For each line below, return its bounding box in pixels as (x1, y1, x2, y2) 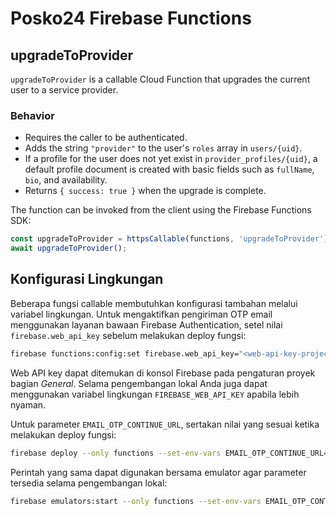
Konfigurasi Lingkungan (10, 271, 164, 288)
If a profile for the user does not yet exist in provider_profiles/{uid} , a (24, 153, 318, 165)
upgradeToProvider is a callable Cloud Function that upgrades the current (10, 73, 311, 85)
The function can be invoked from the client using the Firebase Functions (10, 204, 312, 216)
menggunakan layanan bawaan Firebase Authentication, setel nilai (10, 318, 283, 331)
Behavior (10, 108, 55, 122)
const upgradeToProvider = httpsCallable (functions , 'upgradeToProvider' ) (10, 234, 329, 244)
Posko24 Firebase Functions (10, 7, 252, 30)
